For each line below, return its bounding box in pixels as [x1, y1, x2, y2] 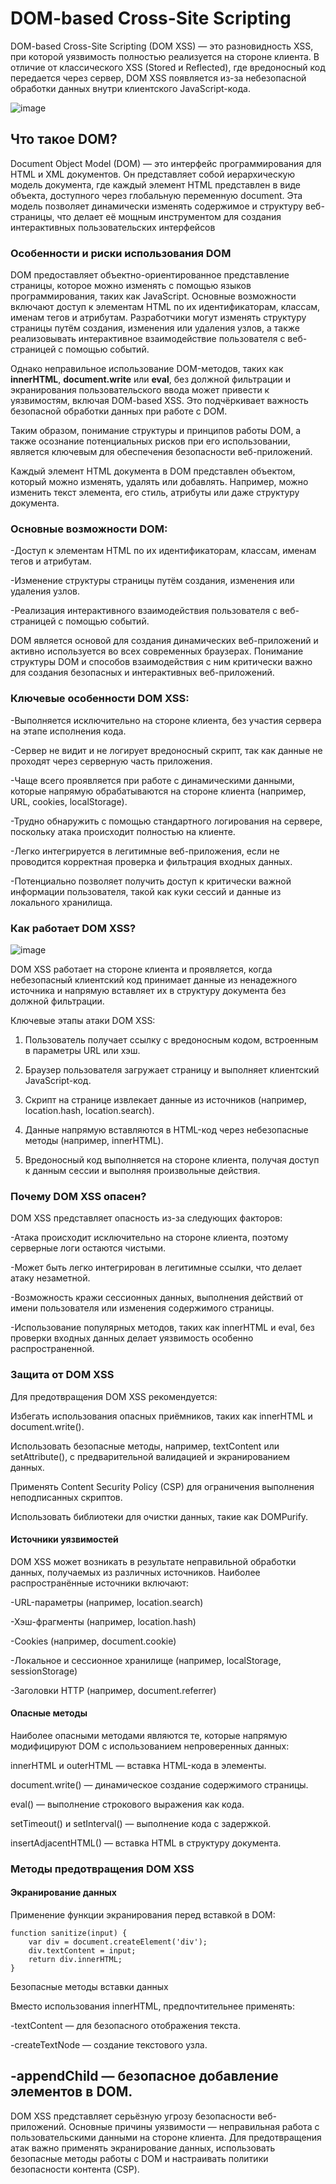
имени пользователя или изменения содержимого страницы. [10, 1302, 275, 1314]
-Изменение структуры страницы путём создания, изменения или [10, 575, 295, 587]
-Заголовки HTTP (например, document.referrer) [10, 1684, 217, 1696]
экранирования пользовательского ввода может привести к [10, 384, 270, 396]
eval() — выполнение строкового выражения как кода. [10, 1798, 245, 1810]
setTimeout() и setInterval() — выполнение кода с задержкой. [10, 1817, 272, 1829]
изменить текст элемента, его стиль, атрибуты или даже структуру [10, 487, 300, 499]
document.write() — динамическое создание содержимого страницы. [10, 1778, 309, 1791]
